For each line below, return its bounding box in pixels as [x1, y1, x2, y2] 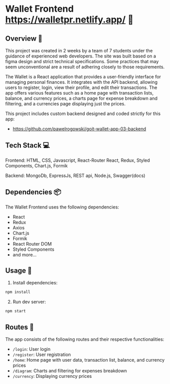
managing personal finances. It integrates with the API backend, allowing [5, 79, 158, 85]
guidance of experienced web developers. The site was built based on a [5, 53, 156, 59]
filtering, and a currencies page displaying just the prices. [5, 101, 126, 107]
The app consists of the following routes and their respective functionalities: [5, 336, 164, 342]
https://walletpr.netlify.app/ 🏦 [5, 14, 134, 25]
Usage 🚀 [5, 267, 32, 275]
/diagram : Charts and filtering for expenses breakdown [12, 368, 127, 374]
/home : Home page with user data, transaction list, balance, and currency [12, 357, 165, 363]
